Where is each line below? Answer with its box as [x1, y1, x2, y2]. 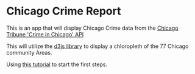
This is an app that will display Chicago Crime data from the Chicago [6, 24, 179, 32]
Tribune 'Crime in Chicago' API [6, 30, 84, 38]
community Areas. [6, 49, 52, 56]
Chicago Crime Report [6, 4, 121, 18]
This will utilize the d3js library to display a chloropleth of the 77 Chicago [6, 42, 189, 50]
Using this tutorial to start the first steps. [6, 61, 108, 68]
